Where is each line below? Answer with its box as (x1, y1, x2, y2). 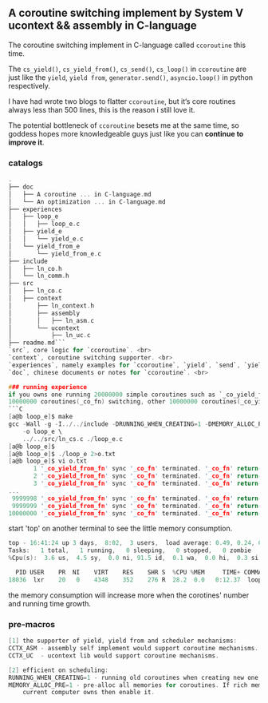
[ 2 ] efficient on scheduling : (8, 666, 109, 674)
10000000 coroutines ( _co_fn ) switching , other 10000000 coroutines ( (8, 398, 241, 406)
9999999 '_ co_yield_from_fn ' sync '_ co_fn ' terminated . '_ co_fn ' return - (11, 502, 262, 510)
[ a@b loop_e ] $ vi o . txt (8, 457, 88, 466)
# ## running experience (8, 383, 88, 391)
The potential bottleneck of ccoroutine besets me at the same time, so (8, 120, 239, 130)
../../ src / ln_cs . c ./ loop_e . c (22, 435, 124, 443)
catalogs (8, 157, 43, 169)
